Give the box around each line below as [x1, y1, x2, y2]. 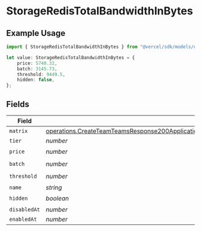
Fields [6, 99, 30, 109]
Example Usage [6, 28, 66, 38]
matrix [9, 127, 28, 134]
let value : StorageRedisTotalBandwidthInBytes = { [6, 54, 135, 60]
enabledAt [9, 215, 37, 223]
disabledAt [9, 206, 40, 213]
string [45, 183, 62, 192]
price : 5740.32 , [17, 60, 58, 66]
